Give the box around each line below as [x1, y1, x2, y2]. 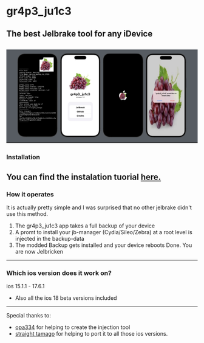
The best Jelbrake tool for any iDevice [6, 29, 153, 39]
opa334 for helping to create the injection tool [15, 324, 131, 331]
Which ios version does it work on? [6, 269, 112, 277]
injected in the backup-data [15, 235, 85, 243]
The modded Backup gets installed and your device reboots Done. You [15, 241, 192, 249]
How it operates [6, 190, 54, 198]
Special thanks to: [6, 312, 52, 319]
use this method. [6, 210, 49, 218]
